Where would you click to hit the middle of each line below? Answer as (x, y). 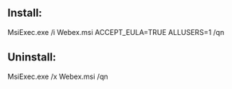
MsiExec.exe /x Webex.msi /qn (58, 76)
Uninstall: (32, 58)
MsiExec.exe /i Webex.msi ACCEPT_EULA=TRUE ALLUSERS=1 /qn (116, 32)
